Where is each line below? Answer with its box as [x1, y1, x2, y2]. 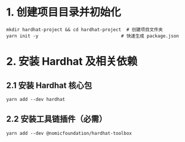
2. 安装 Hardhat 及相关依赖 [6, 55, 138, 69]
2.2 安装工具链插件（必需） [6, 114, 107, 124]
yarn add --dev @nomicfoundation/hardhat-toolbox [6, 130, 132, 136]
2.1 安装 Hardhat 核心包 [6, 80, 92, 90]
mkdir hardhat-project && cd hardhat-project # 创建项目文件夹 [6, 26, 163, 33]
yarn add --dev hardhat [6, 96, 66, 102]
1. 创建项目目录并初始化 [6, 5, 121, 19]
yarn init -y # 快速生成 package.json [6, 33, 179, 39]
